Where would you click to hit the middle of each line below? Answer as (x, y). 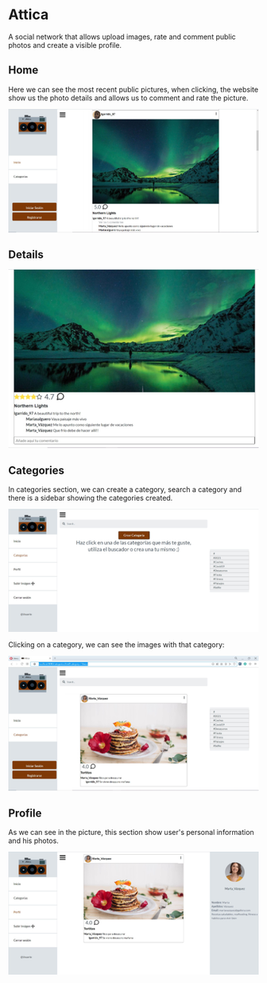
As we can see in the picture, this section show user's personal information (131, 833)
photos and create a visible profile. (65, 45)
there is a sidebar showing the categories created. (91, 497)
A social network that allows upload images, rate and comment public (122, 37)
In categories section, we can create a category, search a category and (125, 489)
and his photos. (34, 841)
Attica (29, 15)
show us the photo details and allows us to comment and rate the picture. (128, 98)
